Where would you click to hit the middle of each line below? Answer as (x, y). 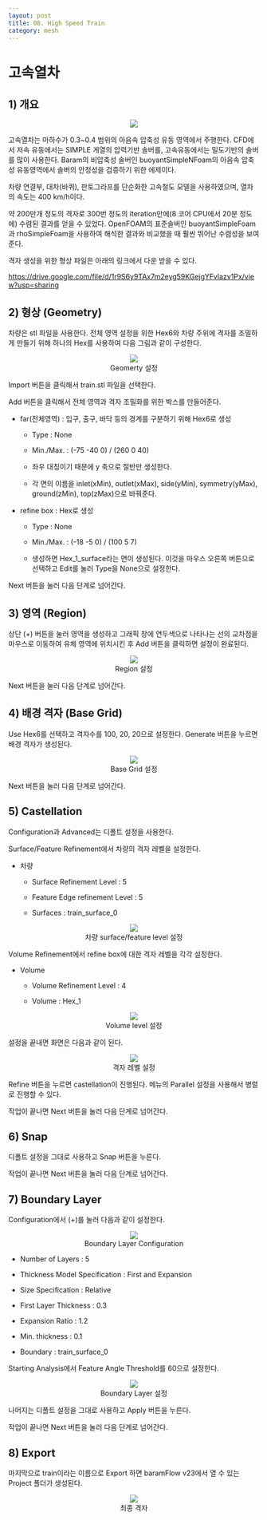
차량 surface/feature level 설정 (134, 937)
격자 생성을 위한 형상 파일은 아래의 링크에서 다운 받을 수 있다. (103, 261)
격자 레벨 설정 (134, 1067)
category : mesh (33, 30)
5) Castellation (45, 811)
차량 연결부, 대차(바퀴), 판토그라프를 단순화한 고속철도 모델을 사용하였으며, (124, 187)
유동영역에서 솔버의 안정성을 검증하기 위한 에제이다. (96, 170)
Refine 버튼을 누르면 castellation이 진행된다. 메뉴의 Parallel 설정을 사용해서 (126, 1084)
